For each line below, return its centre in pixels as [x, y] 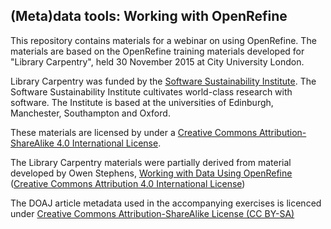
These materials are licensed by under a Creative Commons [134, 132]
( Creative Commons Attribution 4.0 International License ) [128, 183]
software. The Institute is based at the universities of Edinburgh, [142, 102]
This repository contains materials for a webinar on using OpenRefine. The [163, 40]
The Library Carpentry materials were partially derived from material [151, 162]
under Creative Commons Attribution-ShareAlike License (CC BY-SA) [152, 213]
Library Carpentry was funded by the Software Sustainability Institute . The [163, 81]
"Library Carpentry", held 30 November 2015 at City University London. [157, 61]
